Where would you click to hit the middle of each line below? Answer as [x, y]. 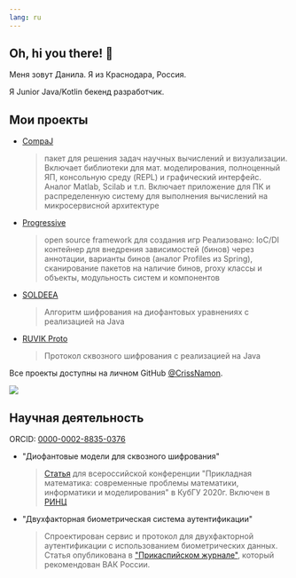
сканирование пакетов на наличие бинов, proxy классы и [153, 268]
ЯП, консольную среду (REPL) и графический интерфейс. [153, 178]
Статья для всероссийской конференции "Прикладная [148, 474]
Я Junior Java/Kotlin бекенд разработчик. [87, 92]
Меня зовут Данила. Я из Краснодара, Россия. [98, 75]
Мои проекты [49, 119]
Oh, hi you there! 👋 [61, 54]
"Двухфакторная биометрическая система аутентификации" [137, 519]
